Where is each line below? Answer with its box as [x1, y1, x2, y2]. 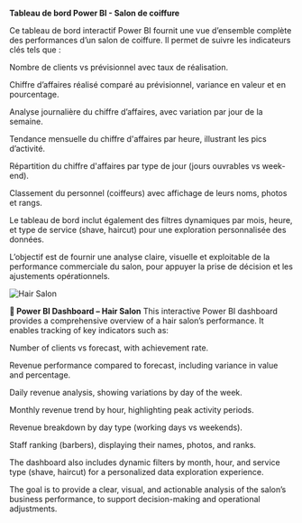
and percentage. [9, 369, 71, 380]
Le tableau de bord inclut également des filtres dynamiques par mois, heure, [9, 215, 293, 225]
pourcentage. [9, 89, 60, 99]
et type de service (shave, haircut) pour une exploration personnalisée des [9, 225, 287, 235]
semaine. [9, 117, 43, 126]
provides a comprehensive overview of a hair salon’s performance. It [9, 315, 264, 326]
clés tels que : [9, 44, 61, 55]
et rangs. [9, 198, 43, 208]
